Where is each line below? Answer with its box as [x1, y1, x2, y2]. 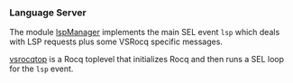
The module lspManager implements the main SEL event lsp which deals [9, 27, 280, 38]
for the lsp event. [9, 63, 74, 74]
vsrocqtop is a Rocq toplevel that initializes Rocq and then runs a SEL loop [9, 54, 285, 65]
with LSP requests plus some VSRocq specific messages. [9, 36, 224, 47]
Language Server [9, 6, 87, 19]
